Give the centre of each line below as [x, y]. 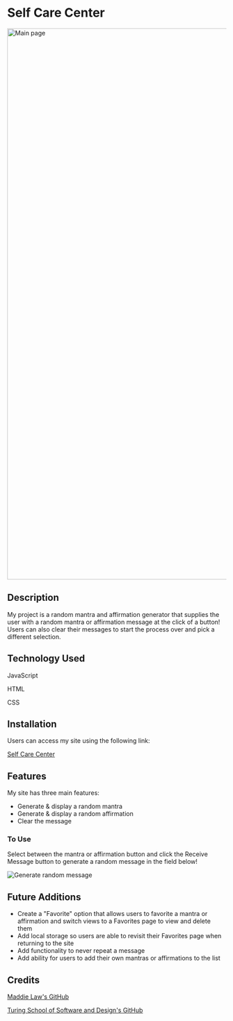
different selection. [34, 636]
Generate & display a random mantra [70, 806]
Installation [32, 724]
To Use [19, 839]
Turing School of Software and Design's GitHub [75, 1011]
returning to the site [46, 943]
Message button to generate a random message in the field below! [103, 862]
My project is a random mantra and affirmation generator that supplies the [113, 614]
